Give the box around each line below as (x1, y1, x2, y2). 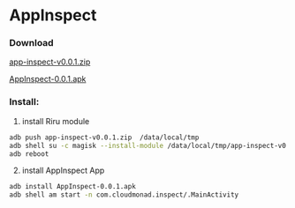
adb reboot (9, 149, 49, 159)
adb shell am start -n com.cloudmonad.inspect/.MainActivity (9, 190, 239, 199)
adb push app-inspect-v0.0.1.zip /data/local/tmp (9, 133, 200, 142)
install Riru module (21, 115, 90, 126)
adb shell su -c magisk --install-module (9, 141, 164, 150)
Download (9, 37, 55, 49)
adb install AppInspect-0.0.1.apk (9, 182, 137, 191)
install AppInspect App (21, 165, 105, 176)
